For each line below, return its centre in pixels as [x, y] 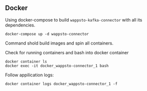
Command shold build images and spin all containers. [59, 43]
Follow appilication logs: [29, 75]
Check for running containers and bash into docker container [67, 52]
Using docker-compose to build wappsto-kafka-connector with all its [74, 20]
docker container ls [26, 61]
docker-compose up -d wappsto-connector [47, 34]
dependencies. [20, 25]
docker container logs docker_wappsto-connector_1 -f [61, 84]
